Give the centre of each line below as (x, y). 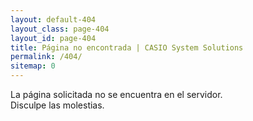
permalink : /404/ (46, 57)
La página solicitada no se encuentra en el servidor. (116, 94)
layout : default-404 (53, 19)
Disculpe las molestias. (57, 105)
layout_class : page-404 (60, 29)
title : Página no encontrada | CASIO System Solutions (127, 47)
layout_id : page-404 (53, 38)
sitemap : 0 (33, 66)
